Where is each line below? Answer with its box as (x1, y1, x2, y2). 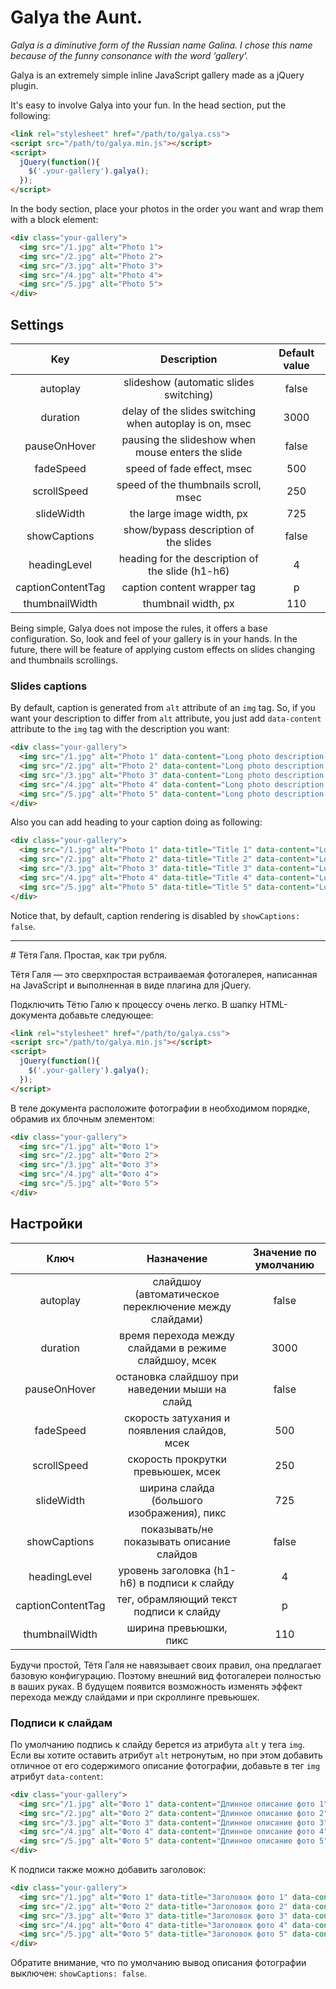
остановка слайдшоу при (115, 1369, 239, 1383)
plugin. (10, 79, 39, 91)
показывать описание (123, 1534, 231, 1548)
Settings (10, 316, 65, 333)
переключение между (123, 1299, 232, 1313)
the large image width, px (129, 507, 248, 520)
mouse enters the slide (134, 446, 243, 459)
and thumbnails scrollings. (10, 654, 119, 666)
